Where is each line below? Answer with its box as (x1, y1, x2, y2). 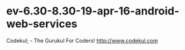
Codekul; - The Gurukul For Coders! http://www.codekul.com (6, 37, 158, 44)
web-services (6, 17, 78, 31)
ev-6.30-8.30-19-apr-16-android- (6, 4, 180, 18)
